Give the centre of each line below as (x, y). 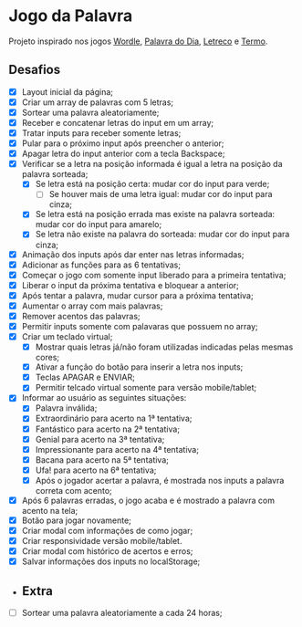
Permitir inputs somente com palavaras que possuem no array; (140, 326)
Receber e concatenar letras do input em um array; (118, 122)
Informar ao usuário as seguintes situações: (104, 398)
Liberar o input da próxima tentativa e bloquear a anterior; (130, 285)
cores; (47, 358)
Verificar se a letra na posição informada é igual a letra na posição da (152, 164)
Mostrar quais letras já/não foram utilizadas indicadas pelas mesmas (164, 347)
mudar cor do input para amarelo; (99, 225)
